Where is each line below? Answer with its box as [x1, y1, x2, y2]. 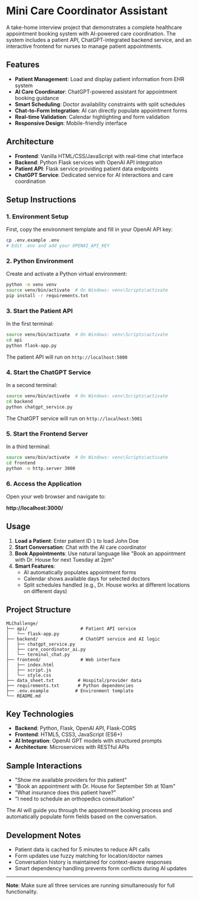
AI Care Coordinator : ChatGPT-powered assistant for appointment [14, 88, 178, 95]
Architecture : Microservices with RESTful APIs [14, 744, 130, 751]
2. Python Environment [6, 256, 74, 265]
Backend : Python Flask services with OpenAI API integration [14, 159, 163, 166]
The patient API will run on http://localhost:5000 [6, 353, 128, 361]
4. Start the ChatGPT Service [6, 368, 91, 377]
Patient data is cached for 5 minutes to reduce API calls [14, 846, 150, 853]
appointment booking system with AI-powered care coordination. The [6, 30, 176, 37]
